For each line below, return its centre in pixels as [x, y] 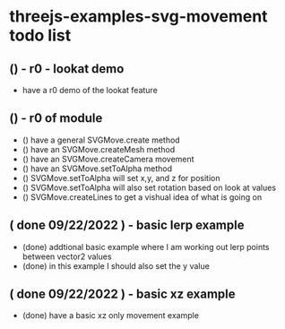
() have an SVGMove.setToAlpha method [97, 169]
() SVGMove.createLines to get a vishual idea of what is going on [142, 197]
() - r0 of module [56, 118]
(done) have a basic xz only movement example [111, 316]
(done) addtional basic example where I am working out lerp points [146, 247]
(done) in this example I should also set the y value [116, 265]
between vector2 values [67, 256]
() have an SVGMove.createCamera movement [108, 159]
